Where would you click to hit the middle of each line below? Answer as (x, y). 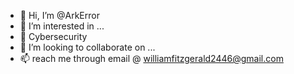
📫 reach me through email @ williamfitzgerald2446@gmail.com (151, 58)
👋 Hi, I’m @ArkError (59, 15)
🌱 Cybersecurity (53, 36)
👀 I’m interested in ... (62, 26)
